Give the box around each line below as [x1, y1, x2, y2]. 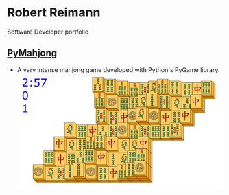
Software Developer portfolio [7, 27, 89, 36]
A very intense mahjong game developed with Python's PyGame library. [16, 65, 220, 73]
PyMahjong [7, 47, 58, 59]
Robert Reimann [7, 5, 101, 21]
